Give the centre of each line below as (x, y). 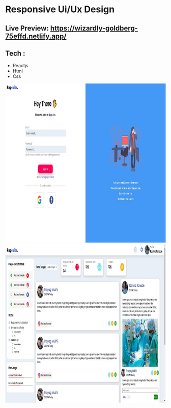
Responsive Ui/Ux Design (60, 9)
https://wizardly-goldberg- (94, 28)
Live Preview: (27, 28)
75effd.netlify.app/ (36, 36)
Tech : (15, 53)
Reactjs (21, 66)
